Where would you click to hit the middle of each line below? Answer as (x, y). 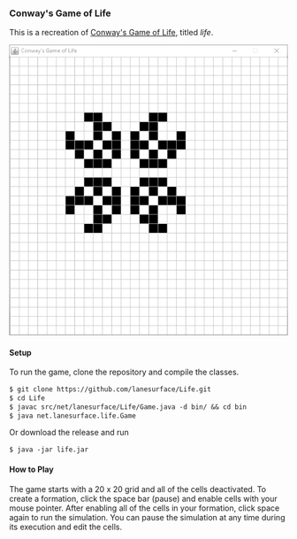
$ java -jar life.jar (49, 450)
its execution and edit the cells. (65, 527)
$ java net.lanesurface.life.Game (73, 416)
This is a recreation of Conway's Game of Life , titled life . (111, 33)
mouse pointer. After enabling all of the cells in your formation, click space (145, 508)
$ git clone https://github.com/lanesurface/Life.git (110, 389)
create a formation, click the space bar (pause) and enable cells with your (143, 498)
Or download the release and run (69, 433)
